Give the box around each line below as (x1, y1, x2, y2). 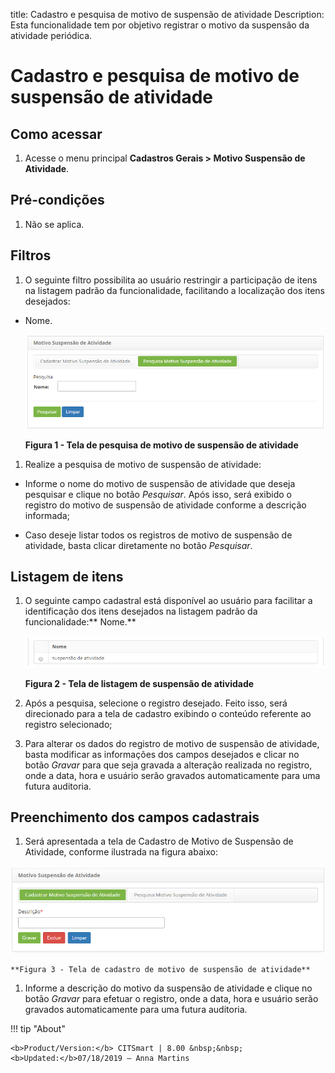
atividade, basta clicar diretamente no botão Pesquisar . (24, 539, 253, 551)
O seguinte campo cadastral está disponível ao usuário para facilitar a (24, 595, 313, 607)
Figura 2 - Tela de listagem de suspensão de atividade (24, 677, 255, 689)
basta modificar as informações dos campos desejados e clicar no (24, 748, 300, 760)
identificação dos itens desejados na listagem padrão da (24, 605, 258, 618)
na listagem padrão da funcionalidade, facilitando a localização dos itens (24, 284, 325, 296)
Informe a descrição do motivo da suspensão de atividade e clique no (24, 982, 313, 994)
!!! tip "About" (10, 1022, 66, 1034)
